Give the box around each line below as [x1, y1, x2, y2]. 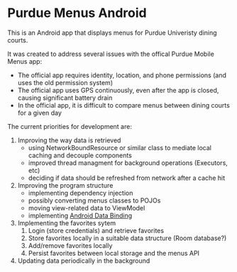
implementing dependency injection [28, 188, 133, 197]
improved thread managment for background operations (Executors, [28, 158, 228, 167]
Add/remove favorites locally [28, 241, 113, 249]
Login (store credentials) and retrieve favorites [28, 226, 165, 234]
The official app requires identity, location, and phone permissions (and [17, 71, 227, 79]
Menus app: [7, 57, 43, 65]
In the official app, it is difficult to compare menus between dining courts [17, 101, 231, 109]
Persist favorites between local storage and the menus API [28, 249, 200, 257]
